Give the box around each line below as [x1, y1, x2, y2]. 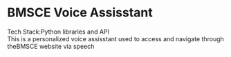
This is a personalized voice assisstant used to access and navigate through [7, 34, 225, 43]
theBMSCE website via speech [7, 42, 95, 50]
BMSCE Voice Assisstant [7, 5, 154, 21]
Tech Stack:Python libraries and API [7, 27, 109, 36]
